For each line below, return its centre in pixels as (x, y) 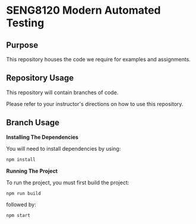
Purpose (22, 45)
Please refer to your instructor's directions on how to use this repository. (95, 104)
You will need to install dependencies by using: (64, 148)
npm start (18, 216)
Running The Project (32, 171)
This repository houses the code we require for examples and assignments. (99, 59)
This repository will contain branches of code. (62, 92)
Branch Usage (33, 123)
